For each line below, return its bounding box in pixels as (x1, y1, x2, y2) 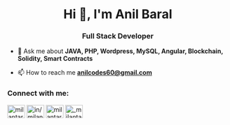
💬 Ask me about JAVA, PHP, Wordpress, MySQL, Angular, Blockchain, (17, 47, 223, 55)
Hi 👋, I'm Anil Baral (63, 6, 172, 22)
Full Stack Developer (81, 31, 154, 41)
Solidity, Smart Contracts (17, 54, 93, 63)
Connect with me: (7, 89, 69, 98)
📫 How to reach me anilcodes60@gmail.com (17, 68, 152, 77)
